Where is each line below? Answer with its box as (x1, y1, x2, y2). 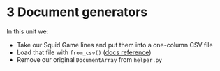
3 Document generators (6, 4, 148, 20)
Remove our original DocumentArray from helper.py (16, 55, 162, 63)
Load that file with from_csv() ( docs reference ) (16, 48, 152, 56)
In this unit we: (6, 27, 49, 35)
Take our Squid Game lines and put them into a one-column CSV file (16, 40, 214, 49)
